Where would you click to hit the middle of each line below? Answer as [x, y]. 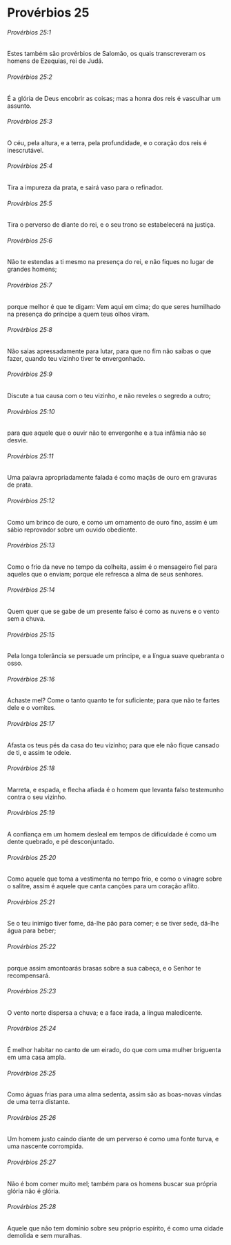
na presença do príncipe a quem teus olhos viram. [78, 314]
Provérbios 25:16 [31, 679]
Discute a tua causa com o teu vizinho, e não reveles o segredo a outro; [109, 396]
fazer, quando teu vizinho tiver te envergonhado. [76, 358]
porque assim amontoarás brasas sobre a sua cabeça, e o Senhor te [104, 968]
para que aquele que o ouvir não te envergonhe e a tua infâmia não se [107, 433]
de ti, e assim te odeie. [39, 752]
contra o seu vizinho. [37, 797]
